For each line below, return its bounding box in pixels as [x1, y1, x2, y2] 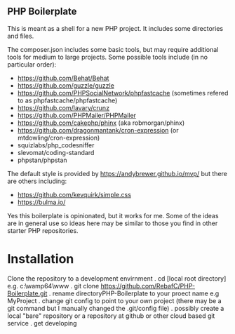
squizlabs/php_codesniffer [17, 140, 95, 149]
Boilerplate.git [7, 289, 48, 298]
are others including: [7, 177, 67, 185]
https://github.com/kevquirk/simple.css [17, 190, 132, 199]
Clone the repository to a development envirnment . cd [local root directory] [7, 274, 227, 283]
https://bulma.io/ [17, 198, 66, 206]
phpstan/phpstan [17, 156, 68, 164]
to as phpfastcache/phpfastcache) [17, 96, 118, 105]
